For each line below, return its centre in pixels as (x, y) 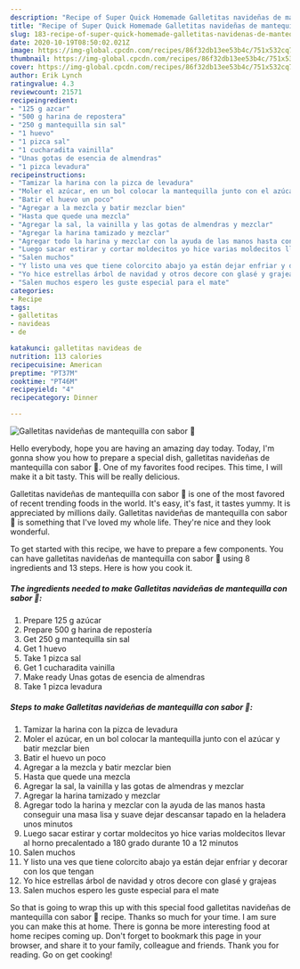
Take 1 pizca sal (52, 658)
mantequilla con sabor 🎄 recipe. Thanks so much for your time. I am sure (143, 916)
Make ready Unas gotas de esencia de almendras (114, 677)
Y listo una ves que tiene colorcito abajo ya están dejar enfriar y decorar (155, 861)
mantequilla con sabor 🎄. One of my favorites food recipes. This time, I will (146, 467)
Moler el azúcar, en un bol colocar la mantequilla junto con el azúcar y (151, 738)
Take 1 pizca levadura (63, 686)
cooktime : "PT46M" (44, 381)
